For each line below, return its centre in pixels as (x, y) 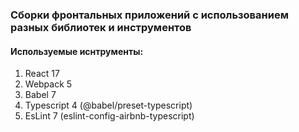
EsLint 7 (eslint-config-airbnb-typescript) (109, 116)
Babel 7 (40, 95)
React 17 (42, 74)
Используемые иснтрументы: (77, 51)
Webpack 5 (48, 84)
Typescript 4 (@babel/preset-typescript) (108, 105)
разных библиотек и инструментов (101, 27)
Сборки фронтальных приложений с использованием (149, 15)
